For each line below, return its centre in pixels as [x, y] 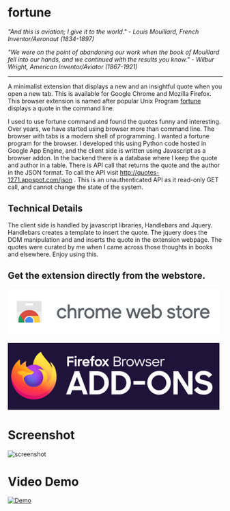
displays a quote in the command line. [61, 108]
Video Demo [43, 482]
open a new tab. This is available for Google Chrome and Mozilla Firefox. [110, 93]
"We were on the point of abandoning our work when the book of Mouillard [114, 52]
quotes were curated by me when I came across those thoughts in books [110, 247]
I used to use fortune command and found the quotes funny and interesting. [114, 121]
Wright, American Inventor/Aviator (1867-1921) [73, 66]
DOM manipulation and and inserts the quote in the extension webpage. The [115, 239]
